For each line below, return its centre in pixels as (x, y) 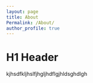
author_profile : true (33, 28)
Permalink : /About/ (30, 23)
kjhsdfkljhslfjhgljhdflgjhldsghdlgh (47, 74)
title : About (22, 17)
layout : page (22, 12)
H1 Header (32, 58)
